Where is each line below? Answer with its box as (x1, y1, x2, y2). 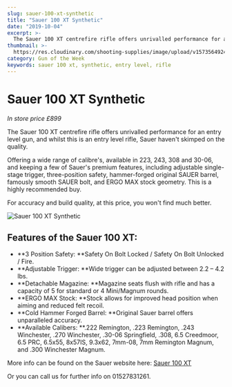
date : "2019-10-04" (7, 23, 64, 30)
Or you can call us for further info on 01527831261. (7, 372, 151, 381)
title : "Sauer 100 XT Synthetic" (7, 17, 104, 23)
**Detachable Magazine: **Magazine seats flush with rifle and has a (17, 279, 215, 287)
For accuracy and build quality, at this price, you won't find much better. (7, 198, 212, 207)
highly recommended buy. (7, 185, 81, 193)
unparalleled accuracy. (17, 316, 83, 325)
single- (204, 163, 224, 171)
